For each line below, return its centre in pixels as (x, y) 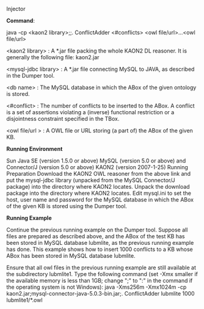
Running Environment (35, 149)
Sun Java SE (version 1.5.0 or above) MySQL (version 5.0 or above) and (96, 161)
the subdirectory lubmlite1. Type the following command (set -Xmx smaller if (102, 274)
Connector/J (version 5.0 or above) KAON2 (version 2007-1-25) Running (97, 167)
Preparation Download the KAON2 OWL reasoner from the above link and (99, 174)
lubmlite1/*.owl (24, 300)
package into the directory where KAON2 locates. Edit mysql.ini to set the (99, 193)
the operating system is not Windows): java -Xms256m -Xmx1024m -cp (97, 287)
